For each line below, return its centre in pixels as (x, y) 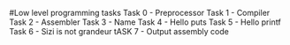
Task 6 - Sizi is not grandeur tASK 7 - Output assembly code (119, 31)
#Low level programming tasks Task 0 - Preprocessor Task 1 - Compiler (140, 13)
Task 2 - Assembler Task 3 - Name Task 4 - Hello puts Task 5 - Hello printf (145, 22)
